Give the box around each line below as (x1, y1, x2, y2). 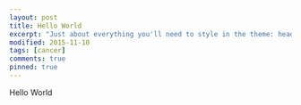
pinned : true (9, 63, 58, 72)
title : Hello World (9, 21, 82, 30)
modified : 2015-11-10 (9, 37, 90, 47)
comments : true (9, 54, 66, 63)
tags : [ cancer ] (9, 46, 66, 55)
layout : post (9, 12, 58, 22)
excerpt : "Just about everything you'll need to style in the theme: (9, 29, 275, 38)
